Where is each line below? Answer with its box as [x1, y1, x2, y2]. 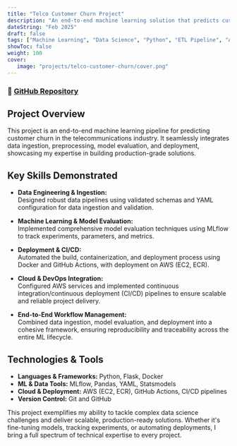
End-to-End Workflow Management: [17, 311, 127, 319]
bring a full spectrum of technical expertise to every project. [7, 430, 182, 439]
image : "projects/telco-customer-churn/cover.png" [16, 63, 169, 70]
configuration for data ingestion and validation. [17, 203, 154, 212]
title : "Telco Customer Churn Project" [7, 10, 125, 18]
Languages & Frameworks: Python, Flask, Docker [17, 372, 164, 380]
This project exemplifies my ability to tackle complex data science [7, 408, 199, 416]
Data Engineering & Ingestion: [17, 188, 107, 197]
